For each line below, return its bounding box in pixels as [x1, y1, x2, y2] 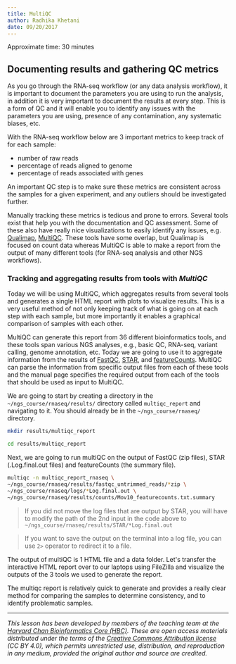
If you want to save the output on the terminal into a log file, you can [24, 534, 222, 542]
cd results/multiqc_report [7, 441, 86, 448]
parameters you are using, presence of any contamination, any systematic [7, 112, 223, 120]
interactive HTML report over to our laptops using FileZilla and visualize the [7, 563, 225, 571]
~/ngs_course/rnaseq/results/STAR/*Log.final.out [24, 522, 173, 529]
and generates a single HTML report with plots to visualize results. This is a [7, 297, 225, 306]
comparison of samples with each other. [7, 320, 124, 328]
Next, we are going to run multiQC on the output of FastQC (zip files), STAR [7, 453, 225, 462]
